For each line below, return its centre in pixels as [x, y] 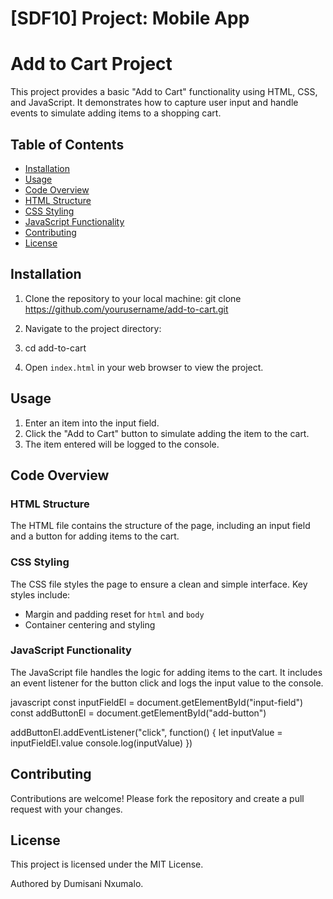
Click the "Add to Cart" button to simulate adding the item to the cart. [167, 433]
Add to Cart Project [91, 64]
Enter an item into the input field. [92, 423]
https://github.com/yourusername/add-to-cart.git [126, 309]
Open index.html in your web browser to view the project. [144, 367]
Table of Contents [67, 144]
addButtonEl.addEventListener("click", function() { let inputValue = [146, 732]
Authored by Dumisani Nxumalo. [77, 884]
